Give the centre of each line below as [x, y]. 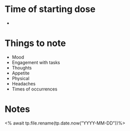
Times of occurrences [35, 89]
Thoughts [22, 67]
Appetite [21, 73]
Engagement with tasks [36, 62]
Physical [20, 78]
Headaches [24, 83]
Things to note [35, 43]
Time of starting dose [50, 9]
